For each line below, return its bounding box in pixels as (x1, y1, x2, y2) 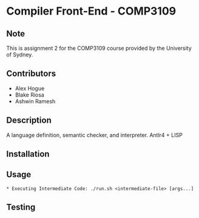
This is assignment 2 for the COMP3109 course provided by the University (6, 44, 192, 52)
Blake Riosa (15, 91, 44, 98)
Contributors (6, 69, 56, 79)
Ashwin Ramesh (15, 97, 56, 104)
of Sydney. (6, 51, 33, 58)
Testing (6, 202, 36, 213)
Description (6, 115, 52, 126)
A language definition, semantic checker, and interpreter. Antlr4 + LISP (6, 131, 183, 138)
